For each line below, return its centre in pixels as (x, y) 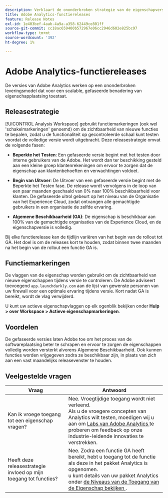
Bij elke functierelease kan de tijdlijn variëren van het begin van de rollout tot (84, 237)
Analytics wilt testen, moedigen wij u (111, 417)
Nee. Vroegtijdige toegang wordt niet (111, 398)
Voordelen (22, 327)
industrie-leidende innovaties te (106, 436)
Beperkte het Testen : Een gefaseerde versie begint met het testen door (86, 154)
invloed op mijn (25, 472)
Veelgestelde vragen (38, 376)
